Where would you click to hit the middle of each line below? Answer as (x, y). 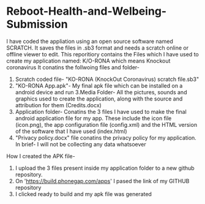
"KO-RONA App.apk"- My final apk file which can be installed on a (99, 85)
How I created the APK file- (41, 156)
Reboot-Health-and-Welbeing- (87, 11)
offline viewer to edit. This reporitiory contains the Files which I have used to (102, 54)
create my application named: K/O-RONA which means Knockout (88, 61)
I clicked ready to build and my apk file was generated (83, 194)
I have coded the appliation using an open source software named (90, 41)
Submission (37, 24)
